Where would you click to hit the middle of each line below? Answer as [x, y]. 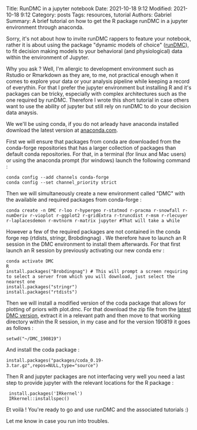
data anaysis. [22, 112]
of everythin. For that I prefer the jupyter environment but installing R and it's [99, 87]
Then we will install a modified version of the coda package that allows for [96, 303]
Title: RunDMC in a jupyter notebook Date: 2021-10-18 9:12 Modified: [89, 9]
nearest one [21, 282]
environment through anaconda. [45, 27]
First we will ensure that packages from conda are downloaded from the [94, 141]
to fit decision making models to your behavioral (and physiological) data [94, 51]
